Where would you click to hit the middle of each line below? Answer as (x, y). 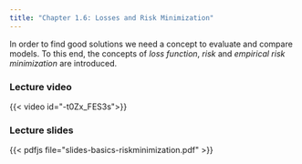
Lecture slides (42, 130)
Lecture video (41, 87)
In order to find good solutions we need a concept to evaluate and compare (151, 44)
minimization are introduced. (63, 63)
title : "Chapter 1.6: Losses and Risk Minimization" (112, 18)
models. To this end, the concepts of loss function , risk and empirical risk (147, 53)
